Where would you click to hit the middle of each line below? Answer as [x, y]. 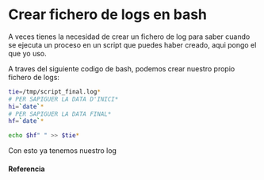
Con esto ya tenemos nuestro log [63, 151]
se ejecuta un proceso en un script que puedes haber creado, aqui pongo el [132, 44]
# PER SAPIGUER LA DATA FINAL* [60, 114]
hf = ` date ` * [26, 121]
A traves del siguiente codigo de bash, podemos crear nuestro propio [122, 68]
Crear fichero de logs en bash [108, 15]
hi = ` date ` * [26, 106]
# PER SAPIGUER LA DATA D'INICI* [63, 99]
